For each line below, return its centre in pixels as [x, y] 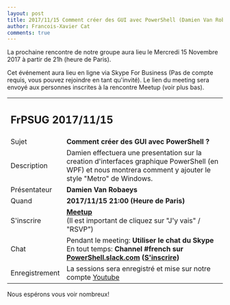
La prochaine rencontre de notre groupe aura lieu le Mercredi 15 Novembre [113, 52]
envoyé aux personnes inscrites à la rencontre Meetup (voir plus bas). [106, 87]
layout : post [26, 13]
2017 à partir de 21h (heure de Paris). [59, 60]
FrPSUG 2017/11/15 [62, 120]
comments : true [29, 33]
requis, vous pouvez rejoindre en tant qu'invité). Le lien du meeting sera [108, 80]
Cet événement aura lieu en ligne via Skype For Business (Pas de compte [110, 73]
